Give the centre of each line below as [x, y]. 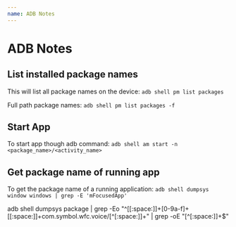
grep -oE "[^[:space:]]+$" [192, 216]
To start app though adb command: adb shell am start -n [93, 144]
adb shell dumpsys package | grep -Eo [63, 209]
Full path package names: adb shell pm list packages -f [91, 105]
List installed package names [73, 74]
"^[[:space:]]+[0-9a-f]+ [155, 209]
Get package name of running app [83, 172]
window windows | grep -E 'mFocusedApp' [68, 196]
